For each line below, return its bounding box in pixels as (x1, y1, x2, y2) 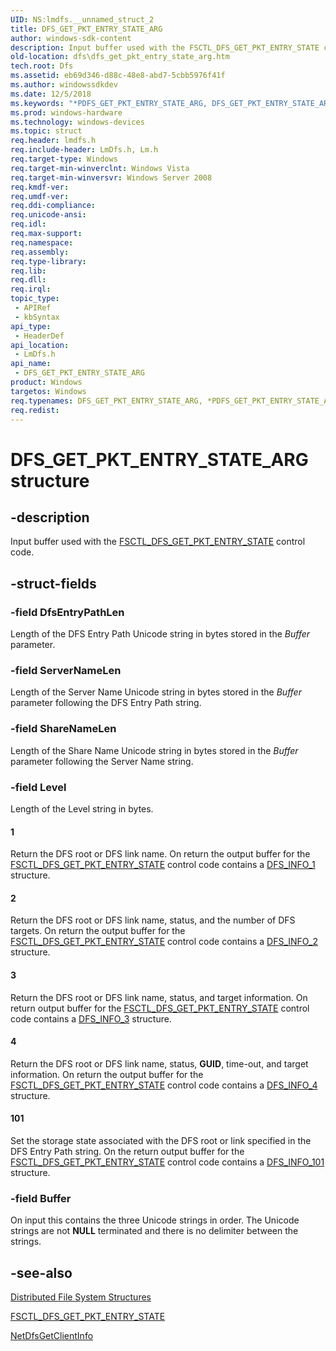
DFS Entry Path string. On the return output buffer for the (10, 1145, 245, 1157)
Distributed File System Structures (10, 1291, 152, 1303)
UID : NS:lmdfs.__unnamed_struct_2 (10, 14, 155, 25)
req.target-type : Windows (10, 154, 118, 164)
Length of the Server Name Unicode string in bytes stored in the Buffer (10, 686, 302, 698)
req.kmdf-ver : (10, 182, 70, 192)
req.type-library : (10, 256, 87, 266)
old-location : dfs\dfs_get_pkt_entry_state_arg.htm (10, 52, 230, 62)
